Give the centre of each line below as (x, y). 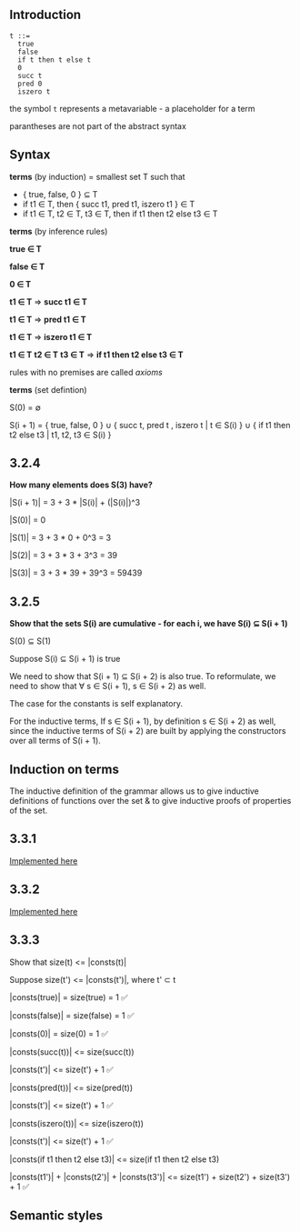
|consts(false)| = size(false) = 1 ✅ (72, 1015)
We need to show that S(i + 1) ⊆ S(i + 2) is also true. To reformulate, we (143, 676)
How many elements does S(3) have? (81, 485)
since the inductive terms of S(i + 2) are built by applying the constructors (148, 731)
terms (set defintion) (49, 389)
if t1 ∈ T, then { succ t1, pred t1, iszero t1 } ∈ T (109, 204)
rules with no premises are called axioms (86, 372)
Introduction (45, 15)
